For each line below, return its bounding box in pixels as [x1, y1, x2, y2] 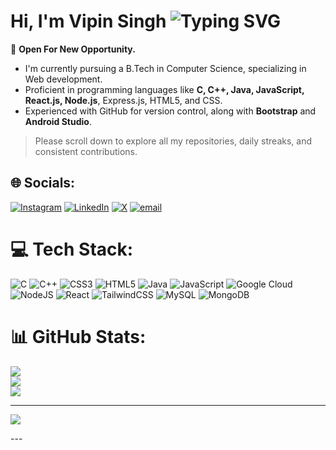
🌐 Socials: [10, 175, 76, 192]
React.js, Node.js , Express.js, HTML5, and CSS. [24, 94, 223, 106]
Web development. [24, 73, 103, 85]
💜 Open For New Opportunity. [10, 43, 136, 55]
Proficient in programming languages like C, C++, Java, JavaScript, [24, 83, 305, 95]
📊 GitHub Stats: [10, 325, 147, 348]
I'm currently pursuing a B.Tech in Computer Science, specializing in [24, 62, 307, 74]
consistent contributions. [34, 145, 138, 157]
